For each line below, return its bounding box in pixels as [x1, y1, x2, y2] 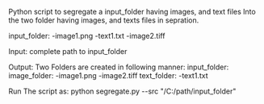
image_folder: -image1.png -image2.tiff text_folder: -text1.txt [8, 71, 208, 80]
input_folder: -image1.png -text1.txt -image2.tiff [8, 31, 166, 40]
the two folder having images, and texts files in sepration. [8, 15, 199, 25]
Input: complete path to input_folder [8, 47, 128, 56]
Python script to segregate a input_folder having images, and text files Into [8, 7, 256, 16]
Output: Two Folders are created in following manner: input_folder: [8, 62, 229, 72]
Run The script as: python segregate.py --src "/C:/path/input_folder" [8, 86, 237, 96]
